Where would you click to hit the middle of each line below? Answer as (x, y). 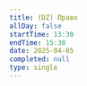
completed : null (39, 59)
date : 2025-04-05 (42, 51)
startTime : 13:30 (42, 34)
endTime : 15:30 (38, 43)
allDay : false (36, 26)
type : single (34, 68)
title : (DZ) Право (43, 17)
